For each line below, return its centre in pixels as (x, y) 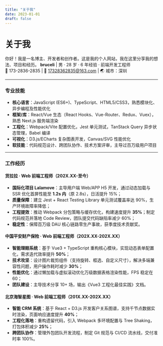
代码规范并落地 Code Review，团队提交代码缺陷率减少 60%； (74, 218)
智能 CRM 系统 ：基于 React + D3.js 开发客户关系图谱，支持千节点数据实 (83, 308)
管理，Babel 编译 (33, 133)
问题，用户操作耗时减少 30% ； (52, 266)
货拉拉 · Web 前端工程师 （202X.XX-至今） (48, 176)
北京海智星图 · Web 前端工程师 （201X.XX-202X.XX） (59, 297)
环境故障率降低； (33, 206)
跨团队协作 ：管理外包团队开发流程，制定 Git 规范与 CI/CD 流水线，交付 (83, 333)
